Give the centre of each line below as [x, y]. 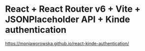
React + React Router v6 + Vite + [73, 9]
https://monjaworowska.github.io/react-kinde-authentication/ [67, 43]
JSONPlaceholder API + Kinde [68, 19]
